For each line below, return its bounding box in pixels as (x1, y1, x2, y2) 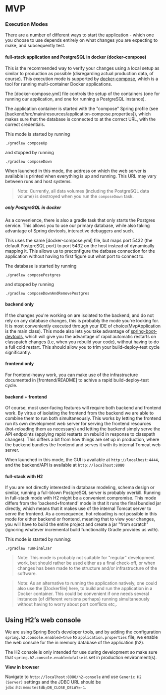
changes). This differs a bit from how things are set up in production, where (5, 436, 160, 443)
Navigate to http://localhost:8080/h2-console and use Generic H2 (5, 674, 142, 680)
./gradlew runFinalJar (5, 546, 52, 551)
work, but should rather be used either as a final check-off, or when (17, 560, 156, 566)
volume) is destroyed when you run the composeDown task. (17, 193, 134, 199)
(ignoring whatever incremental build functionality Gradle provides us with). (5, 527, 160, 533)
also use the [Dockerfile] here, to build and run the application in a (17, 586, 153, 592)
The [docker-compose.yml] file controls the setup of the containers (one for (5, 91, 160, 97)
